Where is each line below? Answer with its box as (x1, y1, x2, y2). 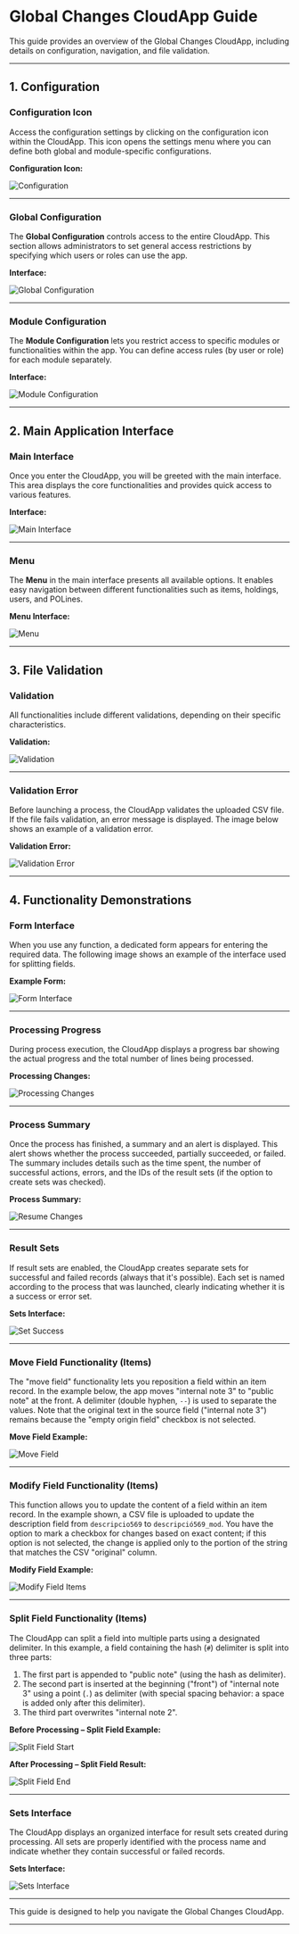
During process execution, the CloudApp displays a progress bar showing (9, 1044, 280, 1055)
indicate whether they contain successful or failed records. (9, 1846, 225, 1856)
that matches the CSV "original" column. (9, 1547, 158, 1558)
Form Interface (9, 919, 76, 932)
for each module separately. (9, 354, 113, 365)
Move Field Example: (9, 1432, 88, 1442)
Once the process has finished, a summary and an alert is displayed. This (9, 1139, 279, 1150)
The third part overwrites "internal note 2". (21, 1706, 178, 1717)
